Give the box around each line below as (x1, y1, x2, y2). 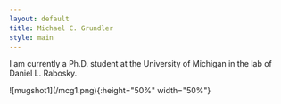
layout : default (9, 14, 70, 23)
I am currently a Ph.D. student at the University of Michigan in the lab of (9, 59, 272, 69)
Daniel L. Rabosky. (9, 68, 78, 79)
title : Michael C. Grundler (9, 23, 114, 33)
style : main (9, 33, 54, 42)
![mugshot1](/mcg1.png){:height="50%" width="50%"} (9, 85, 211, 96)
